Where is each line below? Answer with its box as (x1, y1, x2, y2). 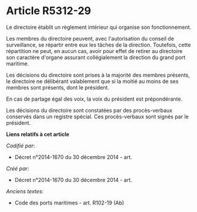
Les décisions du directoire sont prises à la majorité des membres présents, (6, 71, 190, 78)
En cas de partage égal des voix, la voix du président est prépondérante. (6, 95, 183, 102)
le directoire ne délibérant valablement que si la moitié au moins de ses (6, 78, 179, 85)
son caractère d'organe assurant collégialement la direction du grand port (6, 54, 186, 61)
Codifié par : (6, 142, 35, 149)
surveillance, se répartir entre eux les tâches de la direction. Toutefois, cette (6, 41, 191, 48)
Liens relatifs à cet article (6, 131, 70, 138)
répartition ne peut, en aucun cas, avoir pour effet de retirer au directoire (6, 47, 183, 54)
